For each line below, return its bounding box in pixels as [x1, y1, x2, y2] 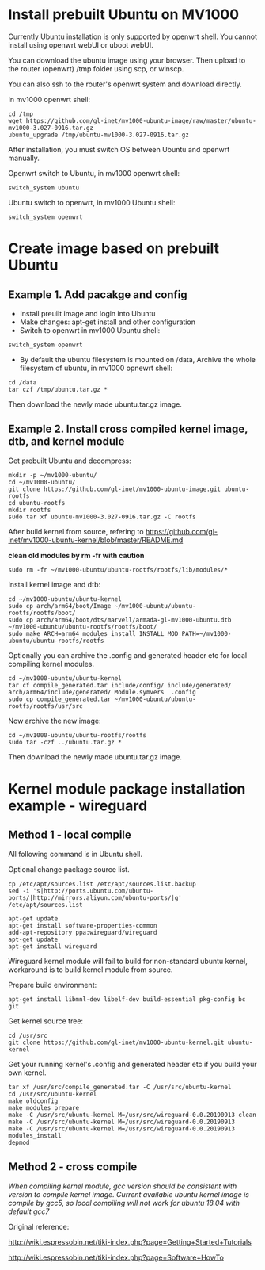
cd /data [8, 378, 37, 386]
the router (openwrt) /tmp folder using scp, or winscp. [8, 63, 184, 73]
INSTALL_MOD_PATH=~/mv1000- [138, 629, 232, 637]
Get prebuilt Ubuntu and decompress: [8, 456, 132, 465]
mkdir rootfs [8, 506, 51, 514]
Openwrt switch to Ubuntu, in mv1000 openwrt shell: [8, 168, 180, 178]
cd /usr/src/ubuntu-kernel [8, 1090, 97, 1098]
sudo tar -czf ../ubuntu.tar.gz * [8, 738, 123, 746]
